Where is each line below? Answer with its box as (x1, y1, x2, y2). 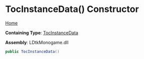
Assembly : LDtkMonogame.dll (5, 39, 69, 45)
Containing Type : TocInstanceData (5, 29, 79, 35)
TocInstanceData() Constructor (5, 3, 139, 15)
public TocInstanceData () (5, 49, 59, 54)
